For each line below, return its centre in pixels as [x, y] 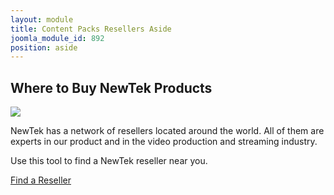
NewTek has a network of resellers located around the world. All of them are [167, 131]
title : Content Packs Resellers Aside [91, 29]
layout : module [42, 19]
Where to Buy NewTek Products [111, 87]
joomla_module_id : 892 [57, 38]
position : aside [44, 47]
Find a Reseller [41, 180]
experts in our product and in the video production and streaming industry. [164, 142]
